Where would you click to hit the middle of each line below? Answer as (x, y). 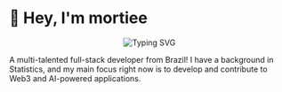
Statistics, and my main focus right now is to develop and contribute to (139, 69)
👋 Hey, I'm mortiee (79, 18)
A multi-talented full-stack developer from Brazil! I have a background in (141, 59)
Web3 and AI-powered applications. (75, 78)
